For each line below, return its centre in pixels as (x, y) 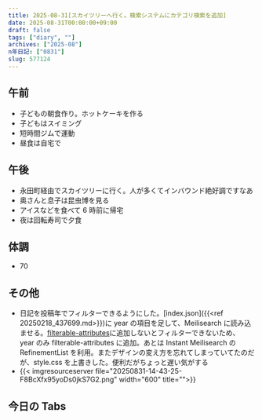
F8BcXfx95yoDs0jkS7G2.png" (68, 380)
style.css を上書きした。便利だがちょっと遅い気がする (121, 363)
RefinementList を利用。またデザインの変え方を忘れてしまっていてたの (134, 352)
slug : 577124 (29, 60)
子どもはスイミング (51, 123)
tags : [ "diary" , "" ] (42, 37)
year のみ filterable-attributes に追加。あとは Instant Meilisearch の (128, 343)
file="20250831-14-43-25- (139, 371)
